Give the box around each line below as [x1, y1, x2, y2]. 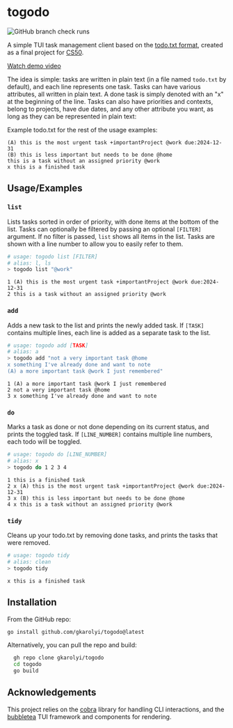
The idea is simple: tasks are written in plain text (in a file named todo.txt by [7, 75, 227, 84]
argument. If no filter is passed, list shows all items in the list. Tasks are [7, 232, 216, 240]
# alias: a [7, 348, 39, 355]
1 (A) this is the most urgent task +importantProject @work [7, 279, 188, 286]
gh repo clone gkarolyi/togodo [13, 654, 104, 662]
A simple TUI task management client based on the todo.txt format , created [7, 40, 224, 49]
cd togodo [13, 661, 42, 668]
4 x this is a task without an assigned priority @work [7, 501, 172, 508]
